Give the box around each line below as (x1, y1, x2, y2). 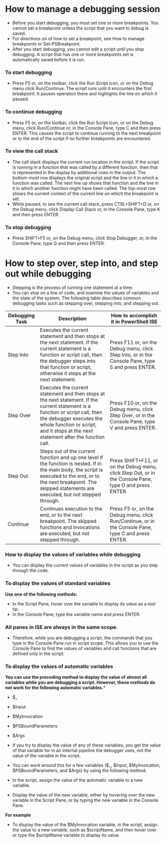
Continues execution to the (40, 506, 103, 513)
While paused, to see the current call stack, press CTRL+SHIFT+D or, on (12, 201, 159, 207)
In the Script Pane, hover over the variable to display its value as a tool (12, 601, 156, 607)
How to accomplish (111, 312, 158, 319)
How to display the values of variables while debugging (5, 551, 141, 558)
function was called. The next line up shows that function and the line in (12, 180, 159, 186)
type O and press (109, 482, 150, 489)
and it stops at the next (40, 427, 93, 434)
